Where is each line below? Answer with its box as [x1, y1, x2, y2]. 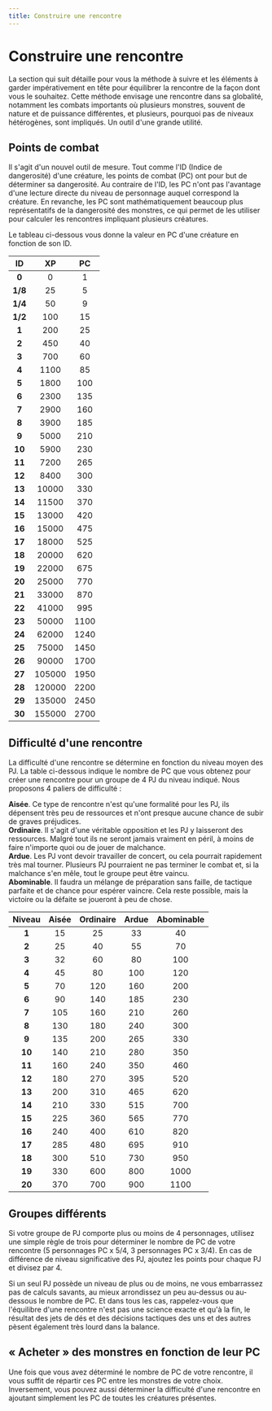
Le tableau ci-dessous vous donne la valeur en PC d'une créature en [8, 230, 239, 240]
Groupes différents [8, 1207, 107, 1220]
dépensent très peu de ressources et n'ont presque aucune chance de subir [8, 808, 265, 818]
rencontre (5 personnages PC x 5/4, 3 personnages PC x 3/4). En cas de [8, 1246, 252, 1255]
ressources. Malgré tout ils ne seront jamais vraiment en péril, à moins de [8, 834, 254, 844]
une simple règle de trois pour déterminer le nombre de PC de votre [8, 1237, 236, 1247]
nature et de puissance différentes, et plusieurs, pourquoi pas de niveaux [8, 108, 254, 118]
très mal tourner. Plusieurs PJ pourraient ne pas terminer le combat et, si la [8, 860, 259, 870]
